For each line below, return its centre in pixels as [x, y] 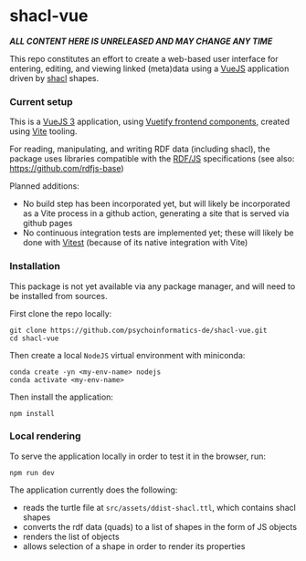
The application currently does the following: [94, 490]
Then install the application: [62, 397]
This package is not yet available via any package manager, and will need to [153, 286]
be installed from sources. [58, 296]
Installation [35, 266]
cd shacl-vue [34, 338]
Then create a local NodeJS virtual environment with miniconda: [127, 355]
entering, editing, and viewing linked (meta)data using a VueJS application [149, 68]
